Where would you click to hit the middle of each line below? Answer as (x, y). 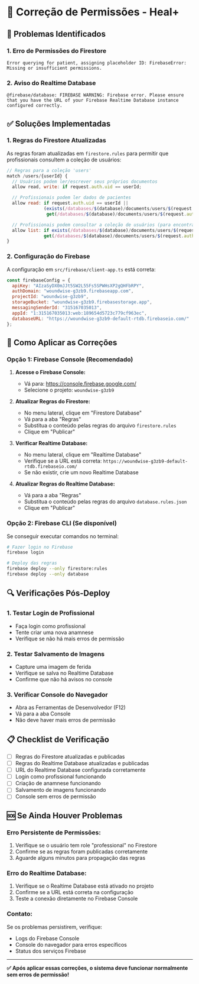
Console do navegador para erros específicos (71, 944)
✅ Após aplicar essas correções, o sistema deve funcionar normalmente (97, 968)
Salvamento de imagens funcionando (61, 790)
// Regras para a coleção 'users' (49, 170)
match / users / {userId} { (37, 176)
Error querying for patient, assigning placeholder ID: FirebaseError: (97, 63)
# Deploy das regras (32, 563)
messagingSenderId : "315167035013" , (57, 308)
